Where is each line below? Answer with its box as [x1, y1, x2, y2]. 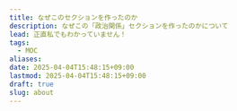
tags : [9, 38, 30, 47]
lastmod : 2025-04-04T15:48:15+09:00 [9, 72, 146, 81]
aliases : [9, 55, 42, 64]
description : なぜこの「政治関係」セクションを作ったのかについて [9, 21, 229, 30]
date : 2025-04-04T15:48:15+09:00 [9, 64, 135, 73]
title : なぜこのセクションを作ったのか [9, 13, 138, 22]
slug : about [9, 88, 54, 97]
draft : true [9, 80, 54, 89]
